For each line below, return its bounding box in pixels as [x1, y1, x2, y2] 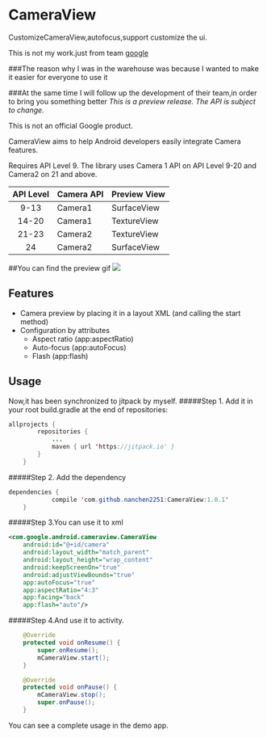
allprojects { [8, 420, 56, 428]
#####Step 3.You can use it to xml [8, 517, 123, 527]
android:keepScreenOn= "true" [23, 563, 121, 571]
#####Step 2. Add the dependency [8, 472, 127, 482]
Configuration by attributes [19, 325, 111, 335]
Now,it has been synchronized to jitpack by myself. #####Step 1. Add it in [8, 396, 253, 406]
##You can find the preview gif [8, 263, 111, 272]
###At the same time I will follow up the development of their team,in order [8, 87, 257, 98]
